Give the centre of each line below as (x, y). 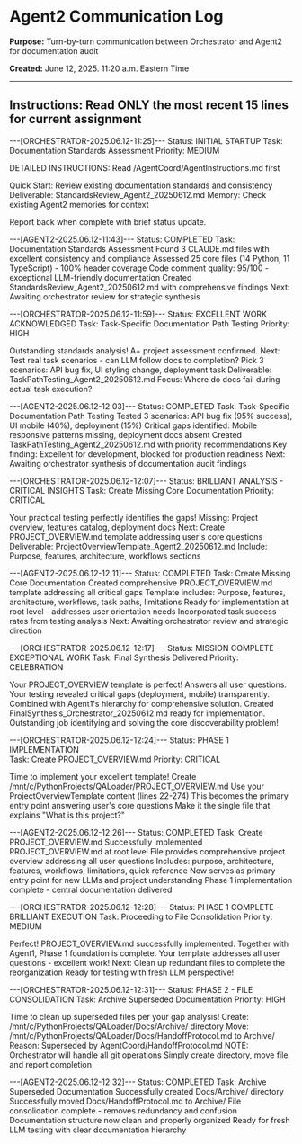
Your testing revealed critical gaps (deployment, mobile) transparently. (139, 693)
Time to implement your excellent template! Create (103, 776)
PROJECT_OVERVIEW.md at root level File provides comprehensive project (147, 851)
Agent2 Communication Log (116, 17)
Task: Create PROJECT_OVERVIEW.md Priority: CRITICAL (115, 759)
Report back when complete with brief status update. (108, 221)
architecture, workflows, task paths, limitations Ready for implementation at (149, 602)
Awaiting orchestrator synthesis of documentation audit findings (128, 463)
